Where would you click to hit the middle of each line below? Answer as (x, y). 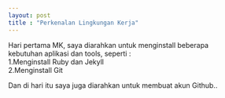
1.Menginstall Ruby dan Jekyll (56, 62)
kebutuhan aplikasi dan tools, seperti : (70, 53)
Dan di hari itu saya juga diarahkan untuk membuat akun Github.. (113, 85)
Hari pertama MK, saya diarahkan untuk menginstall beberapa (109, 45)
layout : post (30, 15)
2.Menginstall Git (35, 70)
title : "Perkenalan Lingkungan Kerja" (74, 23)
